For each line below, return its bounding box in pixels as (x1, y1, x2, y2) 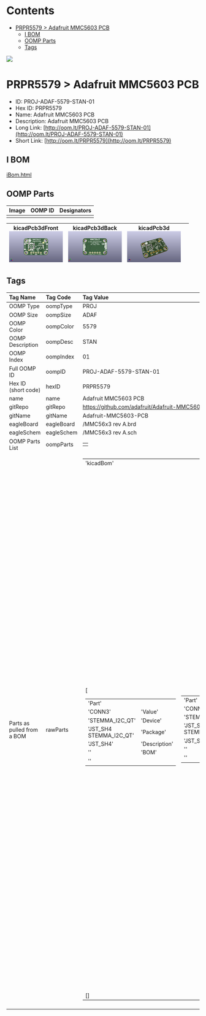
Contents (6, 4, 55, 18)
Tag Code (45, 294, 72, 301)
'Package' (140, 729, 167, 736)
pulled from (9, 726, 39, 733)
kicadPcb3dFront (13, 224, 59, 232)
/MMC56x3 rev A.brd (82, 420, 137, 428)
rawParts (45, 726, 69, 733)
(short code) (9, 386, 41, 393)
